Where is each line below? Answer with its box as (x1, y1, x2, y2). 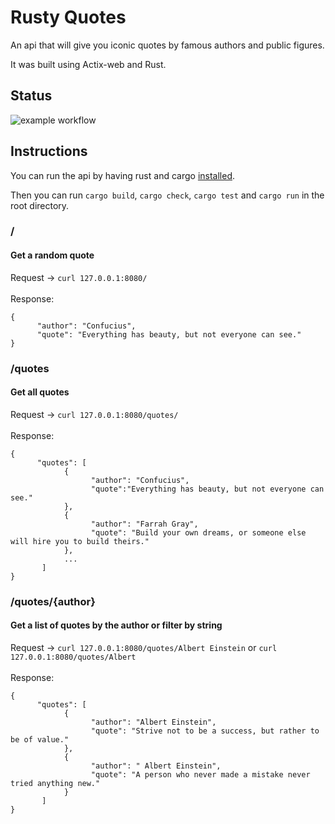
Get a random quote (10, 249, 95, 261)
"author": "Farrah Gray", (90, 519, 199, 529)
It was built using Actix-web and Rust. (10, 58, 167, 70)
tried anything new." (10, 778, 101, 788)
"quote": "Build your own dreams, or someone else (90, 527, 307, 538)
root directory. (10, 199, 70, 211)
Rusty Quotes (10, 6, 127, 29)
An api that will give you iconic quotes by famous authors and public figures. (10, 39, 325, 51)
